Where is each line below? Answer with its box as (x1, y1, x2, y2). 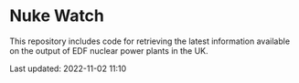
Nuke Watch (9, 5, 105, 26)
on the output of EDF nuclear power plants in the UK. (9, 45, 208, 56)
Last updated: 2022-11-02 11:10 (9, 63, 127, 74)
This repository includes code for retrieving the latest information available (9, 36, 291, 47)
